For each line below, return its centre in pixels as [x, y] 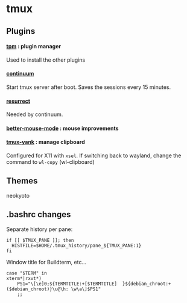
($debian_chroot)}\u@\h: [37, 289]
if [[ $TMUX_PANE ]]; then [40, 240]
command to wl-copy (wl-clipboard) [50, 161]
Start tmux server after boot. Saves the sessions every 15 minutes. [89, 87]
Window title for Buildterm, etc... [46, 262]
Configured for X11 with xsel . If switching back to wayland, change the [94, 155]
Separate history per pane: [40, 229]
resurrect [18, 101]
